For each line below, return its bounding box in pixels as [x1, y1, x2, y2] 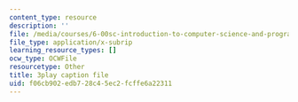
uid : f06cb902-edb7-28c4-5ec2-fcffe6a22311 [9, 79, 173, 88]
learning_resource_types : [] [9, 46, 117, 55]
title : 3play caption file [9, 71, 109, 80]
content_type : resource [9, 12, 98, 22]
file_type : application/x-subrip [9, 37, 133, 47]
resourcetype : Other [9, 63, 86, 72]
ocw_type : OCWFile [9, 54, 77, 63]
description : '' [9, 21, 69, 30]
